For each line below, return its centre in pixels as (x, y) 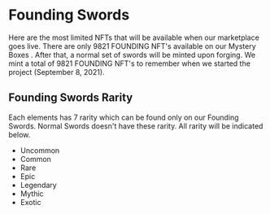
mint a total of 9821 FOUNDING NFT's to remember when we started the (129, 63)
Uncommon (40, 150)
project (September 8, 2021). (57, 72)
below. (20, 134)
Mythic (32, 194)
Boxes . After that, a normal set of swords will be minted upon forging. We (132, 55)
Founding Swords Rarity (71, 98)
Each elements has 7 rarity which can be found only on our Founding (124, 117)
